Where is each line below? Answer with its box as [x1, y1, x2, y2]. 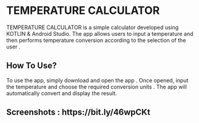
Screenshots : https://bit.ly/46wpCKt [6, 107, 150, 118]
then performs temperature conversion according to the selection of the [6, 36, 186, 44]
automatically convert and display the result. [6, 89, 117, 97]
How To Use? [6, 61, 57, 71]
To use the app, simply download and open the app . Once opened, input [6, 76, 189, 84]
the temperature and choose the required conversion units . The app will [6, 83, 187, 90]
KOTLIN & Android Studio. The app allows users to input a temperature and [6, 30, 194, 37]
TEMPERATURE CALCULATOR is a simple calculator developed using [6, 24, 179, 31]
